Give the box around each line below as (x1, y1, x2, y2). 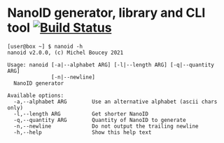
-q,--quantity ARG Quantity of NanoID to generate (13, 116, 187, 123)
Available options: (7, 92, 64, 99)
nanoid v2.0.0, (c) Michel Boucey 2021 (7, 49, 124, 56)
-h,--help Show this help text (13, 128, 152, 136)
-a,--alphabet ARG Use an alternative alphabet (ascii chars (13, 98, 218, 105)
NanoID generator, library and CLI (7, 5, 206, 21)
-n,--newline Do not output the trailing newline (13, 123, 199, 130)
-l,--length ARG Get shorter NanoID (13, 110, 149, 117)
